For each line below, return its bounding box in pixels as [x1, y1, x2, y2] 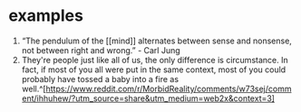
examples [8, 5, 83, 26]
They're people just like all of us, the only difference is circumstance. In [21, 54, 288, 65]
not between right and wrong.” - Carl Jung [21, 44, 180, 55]
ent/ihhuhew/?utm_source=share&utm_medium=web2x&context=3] [21, 92, 276, 104]
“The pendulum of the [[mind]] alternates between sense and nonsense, [21, 35, 292, 46]
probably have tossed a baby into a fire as [21, 73, 179, 84]
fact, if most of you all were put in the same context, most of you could [21, 64, 286, 75]
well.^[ [21, 83, 46, 94]
